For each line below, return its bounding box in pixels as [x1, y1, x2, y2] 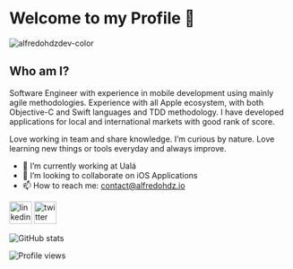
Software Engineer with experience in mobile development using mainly [9, 87, 274, 98]
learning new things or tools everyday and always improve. [9, 143, 227, 153]
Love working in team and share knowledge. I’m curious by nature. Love [9, 134, 275, 144]
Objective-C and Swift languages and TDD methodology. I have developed [9, 107, 284, 117]
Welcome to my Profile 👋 [9, 8, 195, 29]
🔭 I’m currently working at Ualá [22, 161, 137, 171]
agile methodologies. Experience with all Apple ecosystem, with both [9, 97, 264, 108]
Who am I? [9, 64, 70, 79]
